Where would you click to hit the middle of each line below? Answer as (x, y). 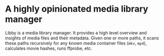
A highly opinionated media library (77, 9)
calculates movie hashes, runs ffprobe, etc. (49, 48)
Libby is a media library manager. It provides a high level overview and (76, 33)
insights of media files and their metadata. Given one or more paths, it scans (82, 38)
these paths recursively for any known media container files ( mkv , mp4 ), (76, 43)
